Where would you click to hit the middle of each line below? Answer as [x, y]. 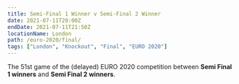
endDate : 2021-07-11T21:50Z [49, 27]
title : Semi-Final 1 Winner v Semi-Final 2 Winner [84, 14]
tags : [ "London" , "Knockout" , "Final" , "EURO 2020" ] [87, 47]
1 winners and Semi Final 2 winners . [61, 74]
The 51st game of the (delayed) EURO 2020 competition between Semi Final [120, 67]
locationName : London [40, 34]
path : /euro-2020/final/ [44, 40]
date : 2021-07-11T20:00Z [44, 20]
